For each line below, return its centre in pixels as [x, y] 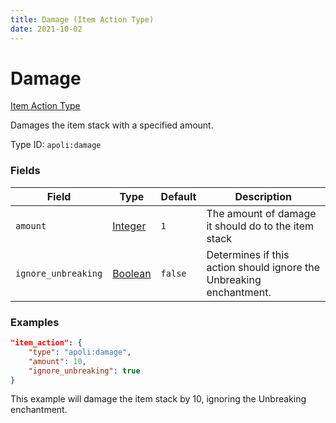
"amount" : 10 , [57, 361]
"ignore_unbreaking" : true [84, 371]
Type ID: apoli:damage [56, 145]
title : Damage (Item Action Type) [82, 19]
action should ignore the [263, 267]
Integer [129, 226]
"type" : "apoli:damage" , [80, 352]
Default [178, 196]
